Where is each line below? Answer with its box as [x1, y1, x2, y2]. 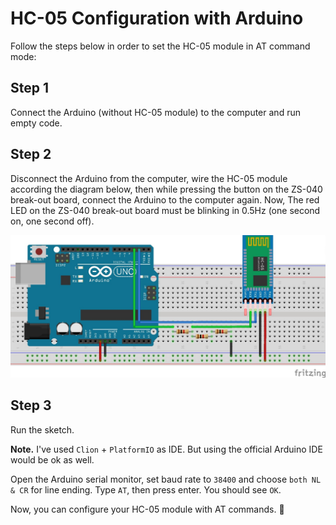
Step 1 [10, 80, 50, 97]
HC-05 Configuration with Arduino [10, 7, 304, 30]
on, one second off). [10, 215, 95, 227]
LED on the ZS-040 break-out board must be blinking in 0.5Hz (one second [10, 204, 321, 216]
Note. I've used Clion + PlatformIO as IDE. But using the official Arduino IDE [10, 443, 323, 455]
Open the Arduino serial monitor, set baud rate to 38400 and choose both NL [10, 473, 322, 485]
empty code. [10, 117, 63, 129]
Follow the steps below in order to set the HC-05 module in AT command [10, 40, 311, 52]
